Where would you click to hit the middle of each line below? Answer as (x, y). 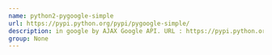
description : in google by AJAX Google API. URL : (96, 31)
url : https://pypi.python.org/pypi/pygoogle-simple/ (99, 23)
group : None (28, 38)
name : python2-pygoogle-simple (61, 16)
